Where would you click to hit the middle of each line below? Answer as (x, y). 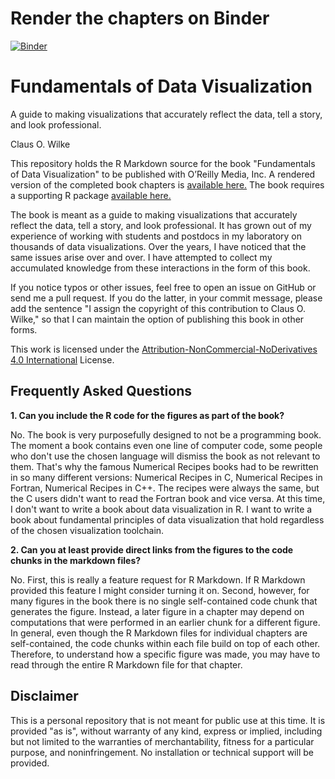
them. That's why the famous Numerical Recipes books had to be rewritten (164, 466)
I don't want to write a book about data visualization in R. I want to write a (161, 509)
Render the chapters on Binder (140, 18)
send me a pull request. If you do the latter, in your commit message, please (166, 298)
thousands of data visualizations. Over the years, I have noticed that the (158, 246)
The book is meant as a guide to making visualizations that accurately (154, 214)
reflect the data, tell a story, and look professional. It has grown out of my (161, 225)
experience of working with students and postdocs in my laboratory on (156, 236)
